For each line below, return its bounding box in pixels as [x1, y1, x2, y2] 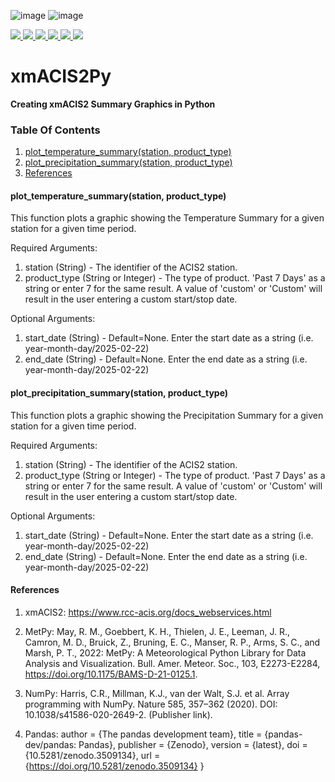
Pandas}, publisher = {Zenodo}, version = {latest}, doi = [78, 738, 308, 750]
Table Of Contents [10, 123, 101, 137]
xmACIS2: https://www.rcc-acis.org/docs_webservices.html [24, 606, 272, 618]
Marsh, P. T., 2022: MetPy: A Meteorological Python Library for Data [24, 646, 307, 659]
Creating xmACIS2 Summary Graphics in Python [10, 98, 216, 110]
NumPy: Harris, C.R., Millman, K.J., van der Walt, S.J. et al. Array [24, 687, 290, 699]
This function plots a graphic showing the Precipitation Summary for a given [10, 409, 324, 421]
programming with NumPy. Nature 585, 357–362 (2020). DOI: [24, 698, 278, 710]
